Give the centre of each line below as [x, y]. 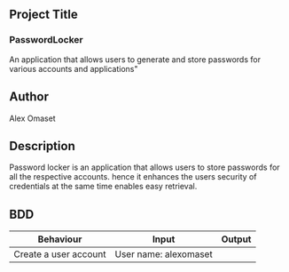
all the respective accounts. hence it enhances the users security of [133, 177]
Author [29, 97]
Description [42, 146]
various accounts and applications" [74, 68]
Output [236, 239]
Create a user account [60, 254]
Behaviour [60, 239]
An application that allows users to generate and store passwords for [135, 59]
